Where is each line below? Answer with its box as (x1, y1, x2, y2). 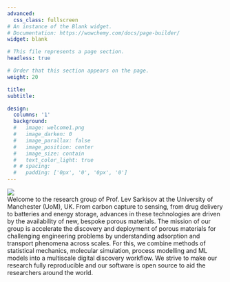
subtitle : (7, 93, 36, 100)
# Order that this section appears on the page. (7, 67, 149, 74)
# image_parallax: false (13, 137, 91, 144)
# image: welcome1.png (13, 124, 85, 131)
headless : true (7, 55, 51, 62)
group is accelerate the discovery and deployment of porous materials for (7, 225, 216, 232)
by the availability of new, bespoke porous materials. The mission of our (7, 217, 211, 225)
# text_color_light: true (13, 156, 94, 163)
